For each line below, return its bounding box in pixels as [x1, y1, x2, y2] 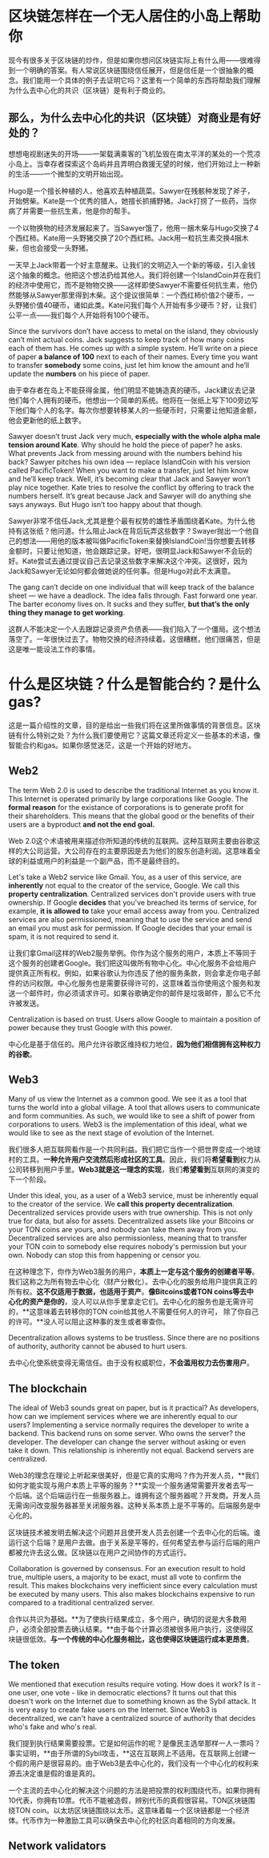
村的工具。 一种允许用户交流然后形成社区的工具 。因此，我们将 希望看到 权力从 [8, 1155, 261, 1164]
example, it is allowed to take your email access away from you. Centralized [8, 906, 260, 916]
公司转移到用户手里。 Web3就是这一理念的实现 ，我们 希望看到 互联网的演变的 [8, 1165, 260, 1175]
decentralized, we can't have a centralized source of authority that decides [8, 1713, 256, 1723]
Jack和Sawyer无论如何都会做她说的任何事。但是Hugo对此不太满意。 [8, 566, 235, 575]
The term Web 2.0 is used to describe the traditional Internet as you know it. [8, 785, 259, 795]
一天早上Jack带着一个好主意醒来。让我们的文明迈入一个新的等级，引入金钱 [8, 260, 256, 269]
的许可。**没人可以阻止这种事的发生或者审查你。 [8, 1317, 171, 1327]
